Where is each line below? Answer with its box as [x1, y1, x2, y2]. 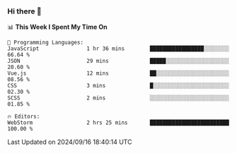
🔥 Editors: [7, 113, 40, 121]
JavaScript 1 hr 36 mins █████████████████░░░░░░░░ [7, 45, 230, 52]
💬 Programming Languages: [7, 39, 83, 47]
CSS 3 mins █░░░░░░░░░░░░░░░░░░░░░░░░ [7, 82, 230, 90]
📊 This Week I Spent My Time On [7, 23, 108, 31]
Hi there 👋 [7, 6, 42, 16]
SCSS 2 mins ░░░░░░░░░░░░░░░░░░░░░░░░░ [7, 94, 230, 102]
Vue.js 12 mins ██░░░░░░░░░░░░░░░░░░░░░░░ [7, 70, 230, 77]
